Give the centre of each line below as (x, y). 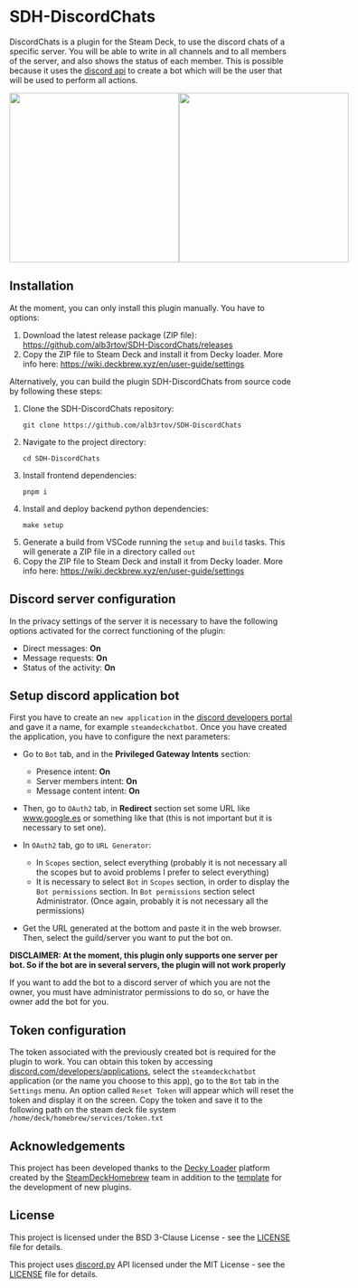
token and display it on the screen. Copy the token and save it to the (136, 1100)
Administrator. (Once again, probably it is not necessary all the (152, 901)
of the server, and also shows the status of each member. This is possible (146, 61)
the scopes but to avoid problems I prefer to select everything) (152, 872)
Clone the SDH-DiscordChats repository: (98, 408)
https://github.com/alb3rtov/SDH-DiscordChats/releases (127, 345)
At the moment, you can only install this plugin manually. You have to (137, 308)
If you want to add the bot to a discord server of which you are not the (140, 982)
